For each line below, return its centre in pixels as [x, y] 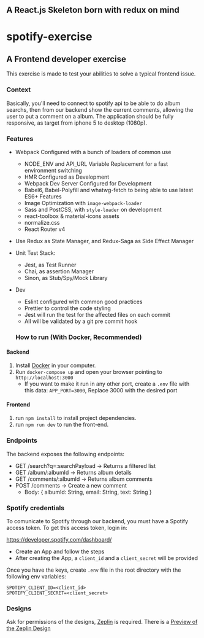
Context [19, 90]
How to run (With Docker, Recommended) [78, 337]
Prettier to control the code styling [68, 308]
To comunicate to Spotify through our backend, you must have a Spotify [97, 521]
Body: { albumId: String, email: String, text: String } [88, 492]
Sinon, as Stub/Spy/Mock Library [66, 278]
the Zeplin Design [28, 628]
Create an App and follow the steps [60, 551]
